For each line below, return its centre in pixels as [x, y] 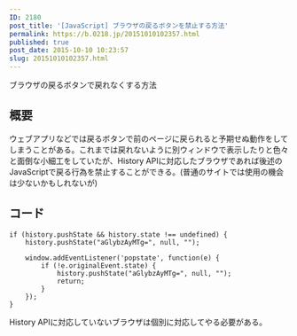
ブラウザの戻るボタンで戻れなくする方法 [83, 85]
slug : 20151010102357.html [59, 59]
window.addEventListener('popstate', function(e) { [122, 258]
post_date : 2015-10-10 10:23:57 [69, 51]
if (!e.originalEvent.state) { [99, 266]
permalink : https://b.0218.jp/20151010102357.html [105, 34]
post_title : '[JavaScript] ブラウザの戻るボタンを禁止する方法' [119, 26]
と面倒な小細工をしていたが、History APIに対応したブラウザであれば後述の [146, 160]
